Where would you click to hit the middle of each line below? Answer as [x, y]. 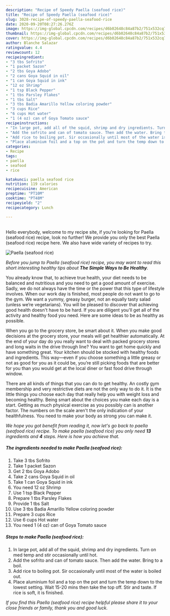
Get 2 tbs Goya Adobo [36, 472]
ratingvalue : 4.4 [24, 48]
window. [14, 374]
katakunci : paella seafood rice [40, 179]
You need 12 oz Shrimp [37, 488]
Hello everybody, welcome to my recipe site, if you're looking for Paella [80, 232]
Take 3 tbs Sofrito [32, 461]
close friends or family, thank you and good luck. [57, 608]
